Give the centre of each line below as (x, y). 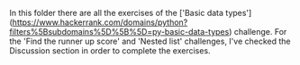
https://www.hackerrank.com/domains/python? (100, 22)
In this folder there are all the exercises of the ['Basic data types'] (131, 13)
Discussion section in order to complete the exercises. (110, 51)
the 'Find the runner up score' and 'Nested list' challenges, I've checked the (150, 41)
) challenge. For (258, 32)
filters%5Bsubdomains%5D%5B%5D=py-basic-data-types (119, 32)
